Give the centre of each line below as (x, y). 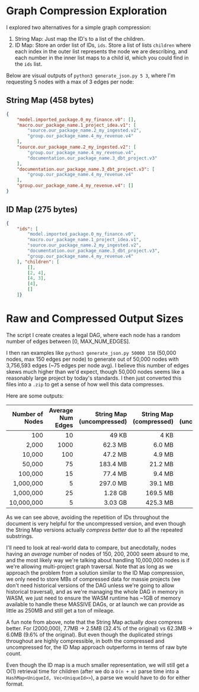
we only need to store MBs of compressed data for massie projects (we (93, 579)
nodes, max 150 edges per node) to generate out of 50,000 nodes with (92, 359)
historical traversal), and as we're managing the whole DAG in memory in (95, 591)
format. (15, 684)
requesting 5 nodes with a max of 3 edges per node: (70, 82)
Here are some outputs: (35, 396)
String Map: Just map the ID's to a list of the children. (80, 39)
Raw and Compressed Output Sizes (95, 319)
